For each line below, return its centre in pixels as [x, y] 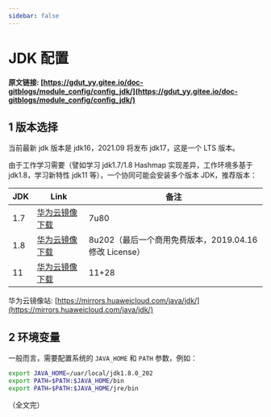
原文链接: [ [26, 82]
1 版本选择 [33, 127]
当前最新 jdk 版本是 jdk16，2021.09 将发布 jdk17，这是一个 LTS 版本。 [124, 148]
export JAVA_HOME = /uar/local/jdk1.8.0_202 [81, 373]
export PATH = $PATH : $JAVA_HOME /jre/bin [73, 388]
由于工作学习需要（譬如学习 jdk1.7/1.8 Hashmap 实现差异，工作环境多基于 [131, 165]
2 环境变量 [34, 337]
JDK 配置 [39, 58]
